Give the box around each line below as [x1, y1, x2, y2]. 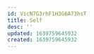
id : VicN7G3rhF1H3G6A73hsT [7, 10, 87, 18]
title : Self [7, 17, 42, 24]
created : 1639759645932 [7, 36, 78, 43]
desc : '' [7, 23, 33, 30]
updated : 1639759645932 [7, 29, 78, 37]
